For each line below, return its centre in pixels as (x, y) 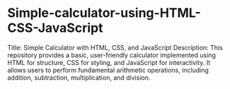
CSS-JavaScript (55, 28)
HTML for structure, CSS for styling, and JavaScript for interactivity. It (109, 62)
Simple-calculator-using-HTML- (104, 13)
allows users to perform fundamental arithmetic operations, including (108, 70)
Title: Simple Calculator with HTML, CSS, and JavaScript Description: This (115, 47)
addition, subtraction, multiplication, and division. (79, 77)
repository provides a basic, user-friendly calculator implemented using (111, 55)
